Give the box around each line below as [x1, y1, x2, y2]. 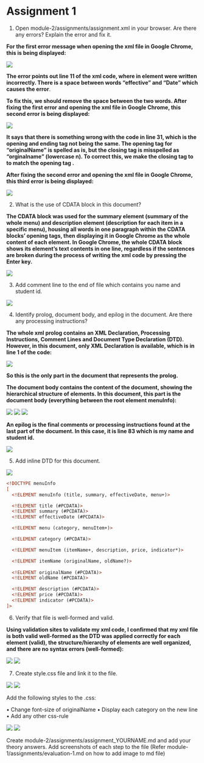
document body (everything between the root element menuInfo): [6, 396, 177, 403]
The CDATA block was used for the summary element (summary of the [6, 212, 189, 220]
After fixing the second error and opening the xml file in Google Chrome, [6, 171, 193, 178]
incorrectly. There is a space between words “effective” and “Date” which [6, 79, 198, 86]
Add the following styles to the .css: [6, 694, 96, 701]
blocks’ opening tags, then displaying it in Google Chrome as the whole [6, 232, 190, 239]
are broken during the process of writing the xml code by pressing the [6, 251, 187, 258]
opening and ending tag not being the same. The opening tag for [6, 140, 172, 147]
